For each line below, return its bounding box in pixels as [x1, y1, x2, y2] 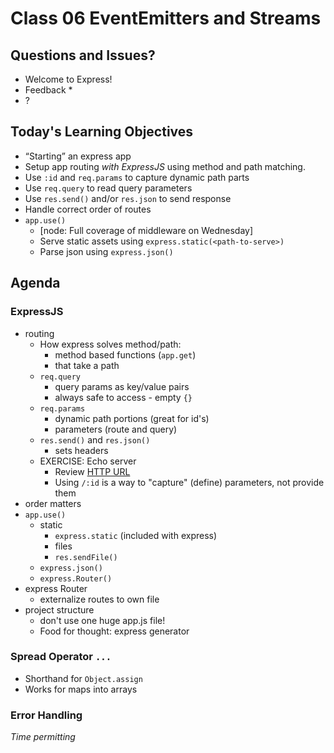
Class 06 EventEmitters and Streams [10, 7, 322, 30]
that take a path [54, 359, 120, 371]
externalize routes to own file [39, 593, 160, 605]
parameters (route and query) [54, 423, 178, 435]
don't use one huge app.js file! [39, 614, 166, 626]
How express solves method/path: [39, 338, 182, 350]
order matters [24, 497, 82, 509]
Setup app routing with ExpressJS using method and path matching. [24, 160, 306, 172]
